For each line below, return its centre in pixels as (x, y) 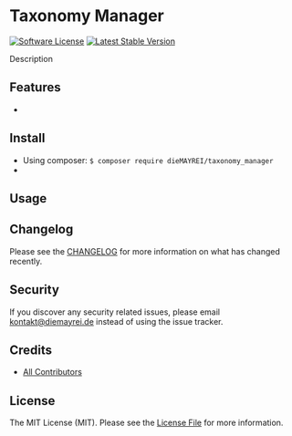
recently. (26, 261)
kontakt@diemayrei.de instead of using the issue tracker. (116, 321)
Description (31, 58)
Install (27, 138)
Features (35, 88)
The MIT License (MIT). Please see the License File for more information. (146, 423)
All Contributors (52, 372)
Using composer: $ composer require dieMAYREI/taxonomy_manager (148, 160)
